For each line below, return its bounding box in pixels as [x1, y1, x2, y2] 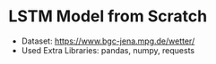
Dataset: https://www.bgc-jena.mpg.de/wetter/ [21, 36, 195, 46]
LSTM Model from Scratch [8, 6, 208, 27]
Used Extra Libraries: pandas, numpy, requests [21, 44, 194, 55]
